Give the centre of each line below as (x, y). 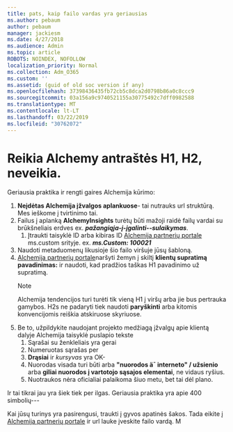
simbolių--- (23, 401)
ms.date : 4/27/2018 (35, 40)
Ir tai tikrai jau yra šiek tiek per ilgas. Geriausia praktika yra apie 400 (104, 393)
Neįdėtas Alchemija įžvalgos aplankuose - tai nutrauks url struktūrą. (115, 206)
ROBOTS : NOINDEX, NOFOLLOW (46, 59)
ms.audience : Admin (35, 46)
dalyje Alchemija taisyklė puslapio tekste (75, 335)
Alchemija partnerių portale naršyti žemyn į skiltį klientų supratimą (112, 258)
